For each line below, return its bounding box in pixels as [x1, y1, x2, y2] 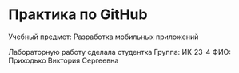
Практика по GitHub [8, 6, 148, 24]
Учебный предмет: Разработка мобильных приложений [8, 32, 199, 41]
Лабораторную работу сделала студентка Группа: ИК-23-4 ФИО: [8, 47, 232, 56]
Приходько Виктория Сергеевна [8, 56, 119, 65]
